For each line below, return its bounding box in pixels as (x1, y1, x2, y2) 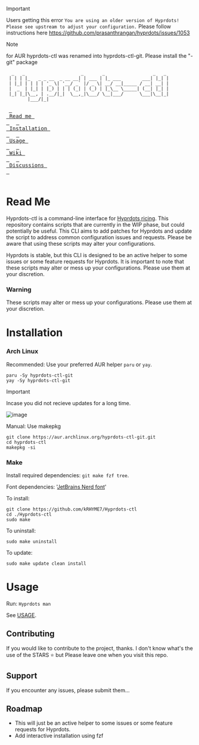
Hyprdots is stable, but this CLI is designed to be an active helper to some (6, 251, 188, 258)
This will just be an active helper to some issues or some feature (14, 719, 173, 727)
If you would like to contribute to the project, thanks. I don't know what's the (6, 644, 194, 652)
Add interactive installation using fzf (14, 732, 104, 740)
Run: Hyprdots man (6, 600, 51, 607)
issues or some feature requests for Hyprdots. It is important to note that (6, 258, 184, 265)
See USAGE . (6, 611, 37, 618)
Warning (6, 285, 32, 293)
